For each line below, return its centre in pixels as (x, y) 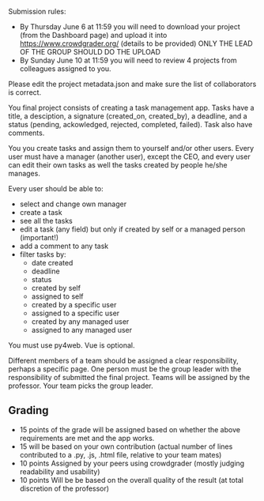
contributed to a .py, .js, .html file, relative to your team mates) (121, 454)
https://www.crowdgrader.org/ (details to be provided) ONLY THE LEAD (136, 43)
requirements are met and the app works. (87, 438)
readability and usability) (60, 471)
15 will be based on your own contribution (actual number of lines (126, 446)
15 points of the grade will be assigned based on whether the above (130, 429)
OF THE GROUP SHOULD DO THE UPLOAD (90, 52)
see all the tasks (46, 221)
